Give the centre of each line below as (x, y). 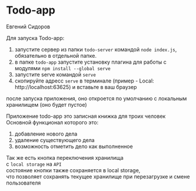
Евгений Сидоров (28, 27)
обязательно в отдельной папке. (56, 55)
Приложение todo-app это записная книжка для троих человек (86, 116)
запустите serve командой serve (55, 74)
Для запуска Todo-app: (35, 38)
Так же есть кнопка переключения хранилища (65, 157)
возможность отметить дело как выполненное (74, 146)
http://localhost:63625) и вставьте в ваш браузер (76, 87)
